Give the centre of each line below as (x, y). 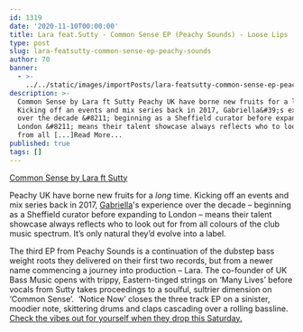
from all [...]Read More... (70, 135)
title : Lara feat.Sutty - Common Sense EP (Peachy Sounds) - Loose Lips (149, 34)
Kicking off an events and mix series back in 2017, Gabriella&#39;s (151, 110)
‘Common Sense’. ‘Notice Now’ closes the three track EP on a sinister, (140, 299)
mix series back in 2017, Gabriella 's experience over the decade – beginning (150, 205)
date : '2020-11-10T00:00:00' (64, 26)
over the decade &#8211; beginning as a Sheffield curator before (145, 118)
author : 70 (30, 60)
